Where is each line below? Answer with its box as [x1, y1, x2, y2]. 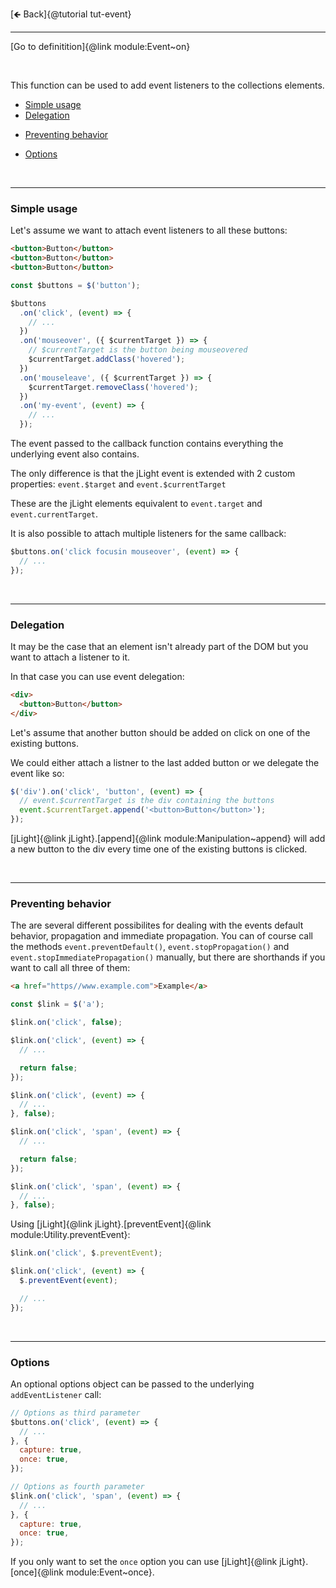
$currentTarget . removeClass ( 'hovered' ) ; [28, 382, 199, 392]
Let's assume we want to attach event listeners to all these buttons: [10, 224, 288, 237]
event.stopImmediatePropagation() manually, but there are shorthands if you [10, 951, 326, 963]
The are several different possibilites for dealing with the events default [10, 919, 304, 932]
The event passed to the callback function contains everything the [10, 438, 284, 450]
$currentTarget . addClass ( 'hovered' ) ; [28, 354, 186, 365]
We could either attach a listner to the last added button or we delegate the [10, 756, 320, 768]
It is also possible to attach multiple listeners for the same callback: [10, 528, 287, 540]
